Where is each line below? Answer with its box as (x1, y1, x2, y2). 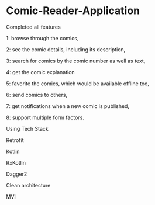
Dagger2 (6, 171, 27, 178)
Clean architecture (6, 182, 51, 189)
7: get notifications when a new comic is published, (6, 102, 130, 109)
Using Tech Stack (6, 125, 49, 132)
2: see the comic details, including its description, (6, 46, 126, 53)
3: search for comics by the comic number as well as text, (6, 57, 146, 64)
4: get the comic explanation (6, 68, 75, 75)
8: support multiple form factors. (6, 114, 85, 121)
